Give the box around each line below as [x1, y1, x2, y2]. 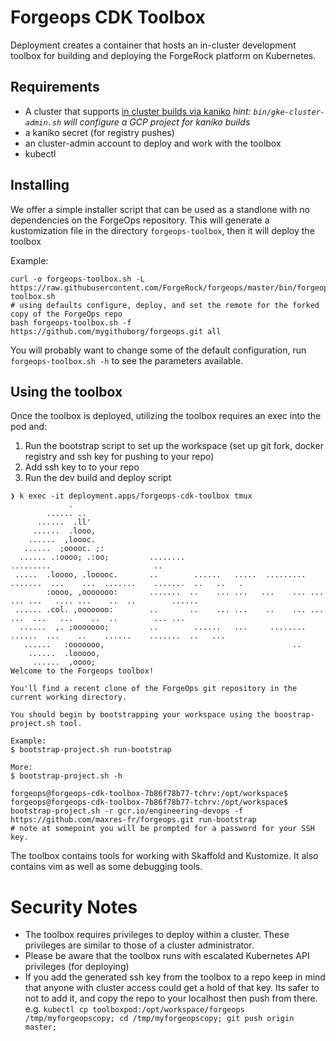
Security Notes [10, 896, 138, 918]
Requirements [10, 79, 100, 96]
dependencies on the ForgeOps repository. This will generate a [10, 214, 270, 226]
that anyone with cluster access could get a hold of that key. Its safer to [24, 982, 320, 994]
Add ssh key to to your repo [24, 461, 140, 473]
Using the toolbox [10, 383, 123, 400]
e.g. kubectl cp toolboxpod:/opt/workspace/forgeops [24, 1003, 245, 1015]
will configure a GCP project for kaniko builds [63, 116, 251, 128]
